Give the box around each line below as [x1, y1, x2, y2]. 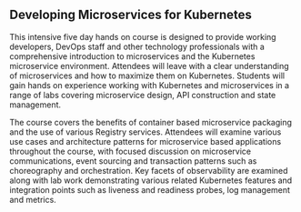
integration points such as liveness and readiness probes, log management [9, 184, 291, 195]
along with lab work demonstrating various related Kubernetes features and [9, 175, 293, 186]
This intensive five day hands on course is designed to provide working [9, 31, 276, 42]
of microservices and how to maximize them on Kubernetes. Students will [9, 70, 285, 81]
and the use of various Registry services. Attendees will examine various [9, 126, 282, 137]
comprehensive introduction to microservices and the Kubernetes [9, 50, 256, 62]
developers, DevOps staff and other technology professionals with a [9, 41, 266, 52]
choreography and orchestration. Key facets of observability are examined [9, 165, 288, 176]
